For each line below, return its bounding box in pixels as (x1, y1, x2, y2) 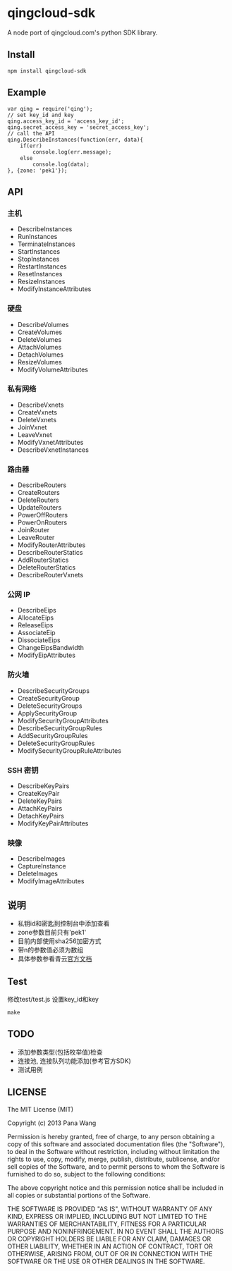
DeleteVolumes (17, 335, 62, 343)
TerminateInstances (17, 240, 75, 248)
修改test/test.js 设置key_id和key (7, 995, 99, 1003)
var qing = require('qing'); (7, 105, 93, 112)
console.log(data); (32, 161, 90, 168)
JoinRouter (17, 526, 50, 534)
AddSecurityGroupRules (17, 731, 88, 739)
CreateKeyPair (17, 790, 60, 798)
